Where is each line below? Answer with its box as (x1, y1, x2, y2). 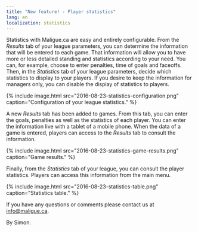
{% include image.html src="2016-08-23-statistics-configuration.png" (6, 92, 179, 99)
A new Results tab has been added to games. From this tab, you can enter (6, 110, 188, 117)
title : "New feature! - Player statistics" (6, 8, 116, 15)
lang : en (6, 14, 28, 20)
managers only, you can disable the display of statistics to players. (6, 81, 170, 88)
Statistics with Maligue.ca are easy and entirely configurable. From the (6, 36, 180, 44)
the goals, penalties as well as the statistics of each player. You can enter (6, 117, 186, 124)
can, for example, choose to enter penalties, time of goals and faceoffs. (6, 62, 182, 69)
